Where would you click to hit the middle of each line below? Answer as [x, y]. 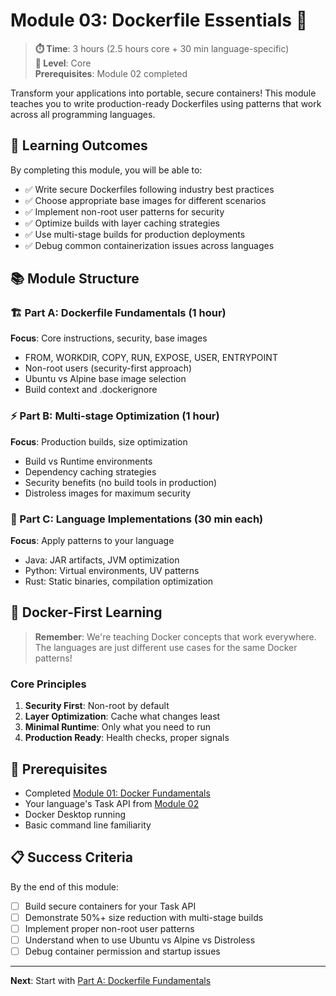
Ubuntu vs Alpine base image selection [105, 379]
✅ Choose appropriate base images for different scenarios [145, 200]
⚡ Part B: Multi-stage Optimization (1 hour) [115, 416]
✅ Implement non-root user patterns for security [124, 211]
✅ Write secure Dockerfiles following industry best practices [149, 189]
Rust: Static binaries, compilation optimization [119, 581]
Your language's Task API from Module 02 [112, 803]
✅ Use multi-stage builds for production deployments [135, 234]
